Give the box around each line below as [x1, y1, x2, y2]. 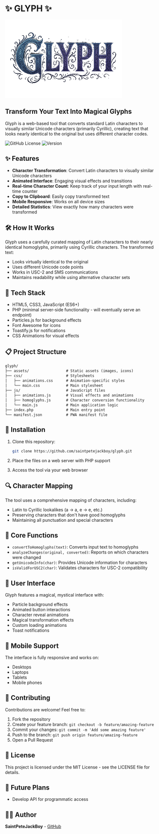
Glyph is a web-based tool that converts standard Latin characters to [5, 120, 143, 126]
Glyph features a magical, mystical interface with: [5, 592, 105, 598]
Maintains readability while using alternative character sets [12, 275, 130, 280]
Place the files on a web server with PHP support [12, 457, 110, 463]
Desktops [12, 664, 32, 670]
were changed [12, 555, 41, 560]
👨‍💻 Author [5, 811, 37, 819]
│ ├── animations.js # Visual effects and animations [5, 393, 134, 398]
